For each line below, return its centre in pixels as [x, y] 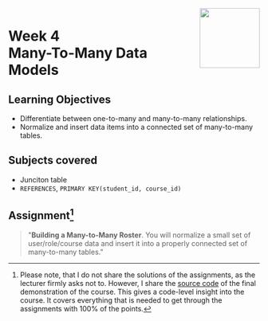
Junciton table [43, 179]
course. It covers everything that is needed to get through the [121, 300]
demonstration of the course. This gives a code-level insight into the [132, 292]
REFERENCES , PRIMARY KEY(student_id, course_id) [100, 188]
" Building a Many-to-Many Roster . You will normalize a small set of [139, 235]
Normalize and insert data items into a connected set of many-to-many [136, 127]
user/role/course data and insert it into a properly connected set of [138, 243]
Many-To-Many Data [78, 53]
